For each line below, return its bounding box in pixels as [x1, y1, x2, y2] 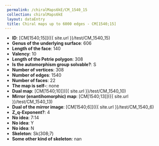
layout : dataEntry [6, 16, 45, 21]
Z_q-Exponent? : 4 [11, 109, 50, 115]
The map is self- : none [11, 83, 59, 89]
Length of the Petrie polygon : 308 [11, 56, 83, 62]
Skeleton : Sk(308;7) [11, 130, 54, 136]
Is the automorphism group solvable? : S [11, 61, 97, 67]
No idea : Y [11, 120, 34, 126]
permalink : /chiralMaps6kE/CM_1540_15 [6, 7, 88, 12]
